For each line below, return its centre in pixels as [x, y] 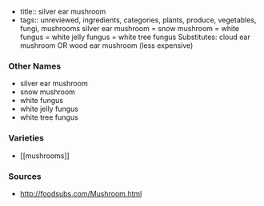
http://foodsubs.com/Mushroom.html [81, 193]
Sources [25, 176]
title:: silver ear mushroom [63, 12]
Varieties [26, 138]
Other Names [35, 65]
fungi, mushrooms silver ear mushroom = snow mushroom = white [130, 28]
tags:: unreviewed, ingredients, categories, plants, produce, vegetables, [138, 20]
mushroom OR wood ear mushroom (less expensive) [106, 46]
